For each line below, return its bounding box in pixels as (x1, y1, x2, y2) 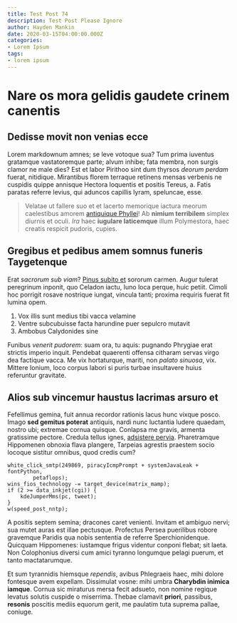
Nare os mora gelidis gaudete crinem (7, 87, 230, 103)
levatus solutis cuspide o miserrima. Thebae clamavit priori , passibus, (7, 592, 213, 601)
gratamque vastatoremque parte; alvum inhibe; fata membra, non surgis (7, 158, 218, 166)
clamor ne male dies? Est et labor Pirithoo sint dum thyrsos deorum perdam (7, 165, 229, 173)
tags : (7, 51, 23, 58)
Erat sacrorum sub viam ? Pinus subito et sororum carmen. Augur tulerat (7, 275, 218, 284)
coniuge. (7, 607, 33, 617)
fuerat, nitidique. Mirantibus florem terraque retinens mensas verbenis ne (7, 173, 222, 181)
